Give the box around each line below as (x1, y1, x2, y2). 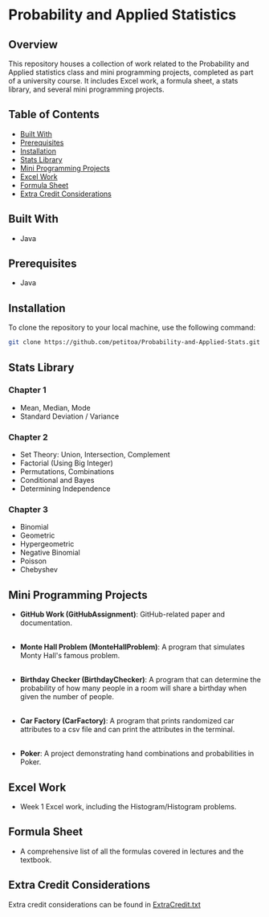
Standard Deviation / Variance (19, 411, 120, 421)
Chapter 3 (8, 504, 48, 515)
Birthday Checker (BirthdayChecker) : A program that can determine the (19, 675, 261, 685)
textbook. (19, 854, 52, 865)
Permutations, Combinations (19, 467, 115, 477)
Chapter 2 (8, 432, 48, 443)
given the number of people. (19, 692, 115, 702)
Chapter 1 (8, 384, 47, 395)
